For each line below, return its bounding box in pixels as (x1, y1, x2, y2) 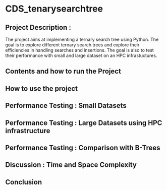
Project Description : (5, 23, 72, 32)
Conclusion (5, 177, 42, 186)
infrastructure (5, 126, 50, 135)
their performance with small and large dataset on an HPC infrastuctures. (5, 52, 157, 58)
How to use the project (5, 84, 78, 93)
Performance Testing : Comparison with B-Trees (5, 143, 160, 152)
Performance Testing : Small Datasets (5, 101, 127, 110)
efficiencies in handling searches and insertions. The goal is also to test (5, 47, 154, 53)
